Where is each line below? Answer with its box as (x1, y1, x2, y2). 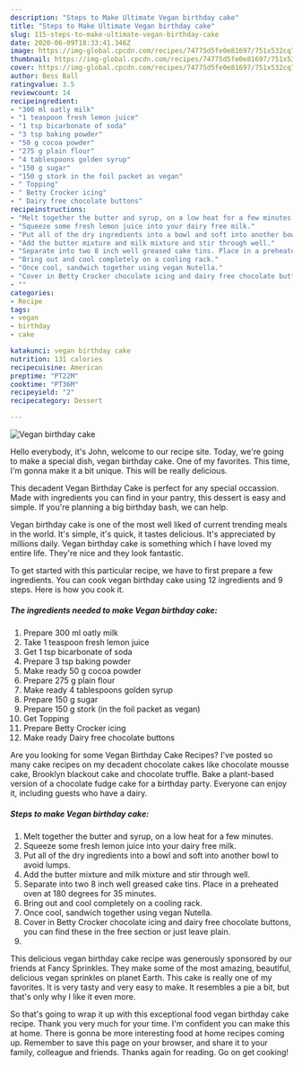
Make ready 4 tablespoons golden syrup (22, 684, 174, 695)
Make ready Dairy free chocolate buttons (22, 732, 176, 743)
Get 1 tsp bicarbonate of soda (22, 646, 133, 657)
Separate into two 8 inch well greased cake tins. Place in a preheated (22, 878, 279, 889)
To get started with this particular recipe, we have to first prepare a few (10, 565, 273, 575)
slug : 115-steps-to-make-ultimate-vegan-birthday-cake (10, 30, 220, 39)
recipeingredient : (10, 96, 79, 106)
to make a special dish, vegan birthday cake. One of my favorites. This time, (10, 456, 290, 467)
